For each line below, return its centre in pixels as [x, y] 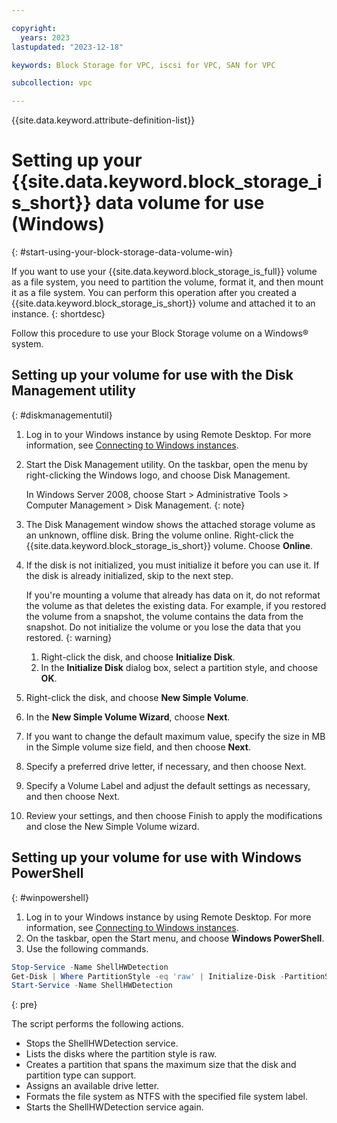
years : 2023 [45, 37]
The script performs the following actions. [97, 1024]
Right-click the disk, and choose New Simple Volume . [137, 697]
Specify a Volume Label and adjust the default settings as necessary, [168, 785]
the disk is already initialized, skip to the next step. [129, 575]
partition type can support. [81, 1075]
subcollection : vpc [52, 83]
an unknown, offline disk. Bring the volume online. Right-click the [159, 535]
